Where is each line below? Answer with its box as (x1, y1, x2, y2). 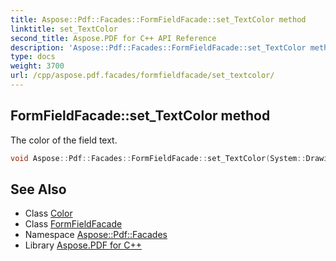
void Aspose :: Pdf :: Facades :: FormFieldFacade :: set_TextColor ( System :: (10, 153, 307, 163)
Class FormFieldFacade (24, 218, 123, 230)
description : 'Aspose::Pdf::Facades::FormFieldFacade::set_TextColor (10, 42, 307, 53)
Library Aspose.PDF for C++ (24, 239, 143, 251)
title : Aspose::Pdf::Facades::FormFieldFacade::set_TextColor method (10, 14, 307, 25)
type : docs (10, 52, 56, 62)
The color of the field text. (10, 134, 118, 146)
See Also (10, 181, 67, 198)
